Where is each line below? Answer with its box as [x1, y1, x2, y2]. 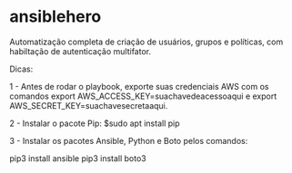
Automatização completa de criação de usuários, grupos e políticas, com [9, 36, 284, 47]
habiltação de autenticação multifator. [9, 45, 152, 56]
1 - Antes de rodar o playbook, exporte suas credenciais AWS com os [9, 81, 269, 91]
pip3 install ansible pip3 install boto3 [9, 152, 147, 164]
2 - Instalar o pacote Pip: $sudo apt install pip [9, 118, 180, 129]
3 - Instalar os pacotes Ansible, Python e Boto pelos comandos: [9, 135, 248, 146]
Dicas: [9, 63, 34, 74]
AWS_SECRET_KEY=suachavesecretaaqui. [9, 100, 168, 111]
